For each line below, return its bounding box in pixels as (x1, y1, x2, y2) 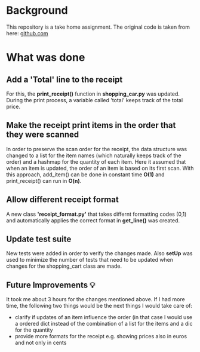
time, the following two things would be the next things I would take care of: (6, 302, 193, 310)
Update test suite (6, 234, 72, 244)
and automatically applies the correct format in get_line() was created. (6, 216, 180, 224)
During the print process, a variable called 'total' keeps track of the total (6, 96, 183, 103)
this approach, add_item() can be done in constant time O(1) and (6, 171, 165, 178)
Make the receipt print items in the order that (6, 120, 176, 130)
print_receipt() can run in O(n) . (6, 177, 82, 184)
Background (6, 4, 68, 17)
